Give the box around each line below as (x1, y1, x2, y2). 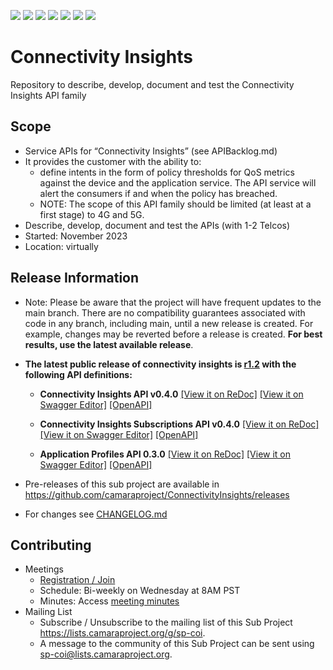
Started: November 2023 (24, 230, 128, 242)
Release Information (10, 270, 140, 287)
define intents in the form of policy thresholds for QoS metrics (39, 166, 295, 178)
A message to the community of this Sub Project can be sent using (39, 638, 315, 650)
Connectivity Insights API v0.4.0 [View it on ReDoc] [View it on (39, 388, 304, 400)
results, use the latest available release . (24, 338, 194, 350)
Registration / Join (39, 574, 116, 586)
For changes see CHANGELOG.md (24, 508, 168, 520)
